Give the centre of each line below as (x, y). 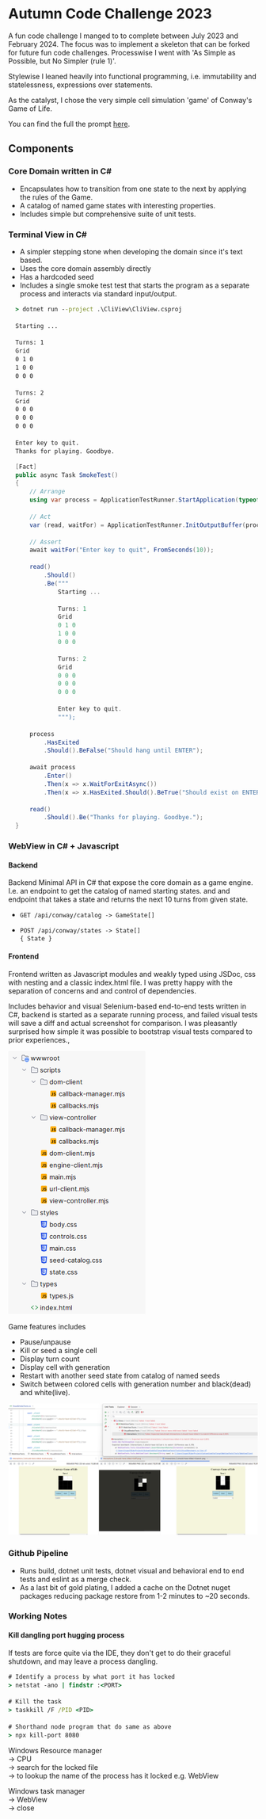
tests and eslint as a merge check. (76, 1579)
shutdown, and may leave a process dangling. (83, 1661)
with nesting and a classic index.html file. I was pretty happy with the (121, 982)
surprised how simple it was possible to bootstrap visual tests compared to (131, 1032)
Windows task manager (47, 1790)
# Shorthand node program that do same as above (90, 1727)
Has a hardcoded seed (57, 276)
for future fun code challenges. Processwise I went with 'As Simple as (122, 52)
